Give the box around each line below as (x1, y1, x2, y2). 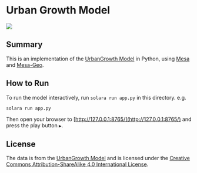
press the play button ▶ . (6, 122, 64, 129)
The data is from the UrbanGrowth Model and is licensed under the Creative (6, 155, 190, 162)
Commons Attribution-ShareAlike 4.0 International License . (6, 161, 149, 168)
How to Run (6, 79, 49, 89)
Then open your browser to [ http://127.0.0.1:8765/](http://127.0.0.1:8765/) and (6, 116, 192, 123)
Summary (6, 39, 43, 50)
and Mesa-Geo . (6, 61, 44, 68)
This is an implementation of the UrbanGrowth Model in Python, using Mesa (6, 55, 190, 62)
